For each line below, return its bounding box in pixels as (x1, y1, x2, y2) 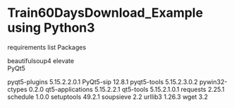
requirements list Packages (7, 43, 87, 51)
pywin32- (199, 77, 228, 86)
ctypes (7, 85, 27, 93)
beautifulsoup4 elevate (7, 56, 75, 65)
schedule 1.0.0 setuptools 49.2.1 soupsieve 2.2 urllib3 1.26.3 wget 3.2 (7, 93, 209, 101)
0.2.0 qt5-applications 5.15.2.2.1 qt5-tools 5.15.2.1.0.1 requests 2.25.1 (28, 85, 225, 93)
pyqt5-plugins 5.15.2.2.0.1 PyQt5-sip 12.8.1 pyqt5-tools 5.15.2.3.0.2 (7, 77, 199, 86)
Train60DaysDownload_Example (7, 5, 203, 21)
